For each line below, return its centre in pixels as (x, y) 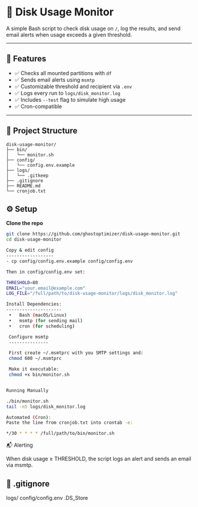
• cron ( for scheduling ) (42, 326)
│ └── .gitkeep (27, 175)
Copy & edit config (30, 251)
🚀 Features (26, 59)
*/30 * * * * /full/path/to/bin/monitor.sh (60, 434)
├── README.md (24, 186)
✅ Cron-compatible (38, 106)
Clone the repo (24, 223)
